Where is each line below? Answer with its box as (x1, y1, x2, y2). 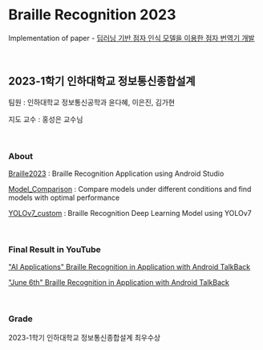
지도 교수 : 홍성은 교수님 (8, 114, 83, 124)
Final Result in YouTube (8, 243, 102, 254)
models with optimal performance (8, 193, 120, 202)
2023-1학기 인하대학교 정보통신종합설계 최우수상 (8, 332, 161, 342)
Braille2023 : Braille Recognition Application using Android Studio (8, 169, 225, 178)
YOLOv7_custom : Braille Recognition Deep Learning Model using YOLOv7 (8, 209, 253, 218)
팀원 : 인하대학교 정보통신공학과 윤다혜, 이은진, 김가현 (8, 97, 175, 107)
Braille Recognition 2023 (8, 6, 176, 24)
